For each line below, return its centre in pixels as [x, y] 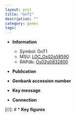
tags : [11, 28]
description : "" [22, 19]
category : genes [22, 23]
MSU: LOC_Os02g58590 [44, 57]
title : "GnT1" [20, 14]
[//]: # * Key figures [25, 110]
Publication [24, 71]
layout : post [18, 10]
